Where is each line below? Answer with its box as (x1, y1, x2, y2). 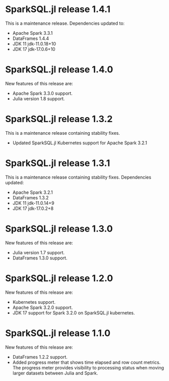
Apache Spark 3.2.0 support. (12, 304, 73, 310)
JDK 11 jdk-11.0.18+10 (12, 40, 57, 46)
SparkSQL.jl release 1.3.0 (5, 223, 113, 234)
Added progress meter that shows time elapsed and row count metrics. (12, 359, 161, 365)
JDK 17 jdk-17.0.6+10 (12, 46, 55, 52)
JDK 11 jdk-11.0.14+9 (12, 200, 54, 206)
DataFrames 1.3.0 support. (12, 255, 68, 261)
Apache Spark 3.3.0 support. (12, 90, 73, 96)
